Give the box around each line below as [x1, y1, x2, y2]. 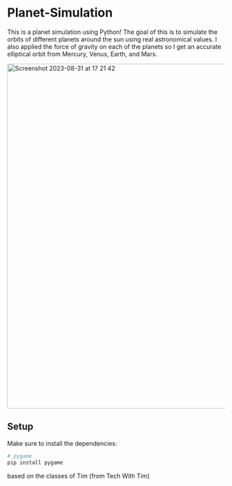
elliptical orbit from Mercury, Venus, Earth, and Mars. [7, 50, 157, 58]
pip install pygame [7, 459, 64, 466]
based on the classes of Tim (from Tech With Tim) [7, 471, 150, 480]
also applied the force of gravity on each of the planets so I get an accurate [7, 42, 222, 51]
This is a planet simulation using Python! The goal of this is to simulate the [7, 28, 218, 36]
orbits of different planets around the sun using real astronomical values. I [7, 35, 217, 43]
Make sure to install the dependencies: [7, 439, 117, 447]
